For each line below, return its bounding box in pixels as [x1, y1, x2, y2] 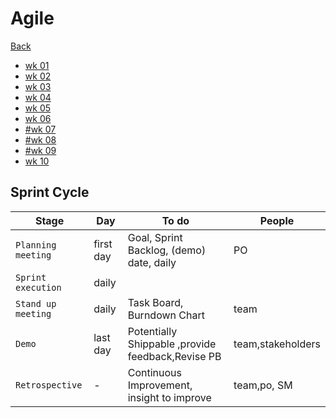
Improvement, [127, 378, 193, 392]
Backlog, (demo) [127, 243, 207, 257]
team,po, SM [233, 378, 293, 392]
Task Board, [127, 295, 184, 309]
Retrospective [15, 379, 83, 391]
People [259, 213, 295, 227]
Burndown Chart [127, 308, 205, 322]
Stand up [15, 298, 57, 309]
